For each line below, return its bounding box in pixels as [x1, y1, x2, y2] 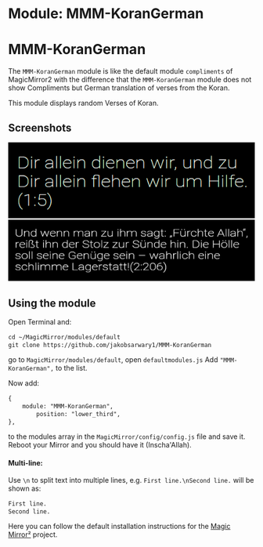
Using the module [8, 296, 96, 310]
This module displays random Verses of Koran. [8, 99, 159, 108]
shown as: [8, 484, 41, 494]
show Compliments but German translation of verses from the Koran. [8, 83, 230, 92]
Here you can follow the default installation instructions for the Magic [8, 522, 231, 531]
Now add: [8, 379, 40, 388]
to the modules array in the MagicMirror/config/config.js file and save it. [8, 432, 246, 441]
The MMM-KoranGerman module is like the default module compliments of [8, 67, 233, 76]
